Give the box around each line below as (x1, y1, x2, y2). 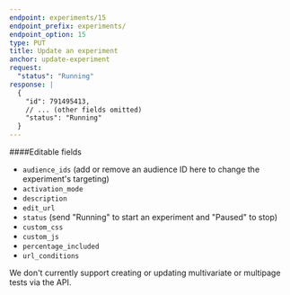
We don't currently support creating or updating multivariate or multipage (9, 267, 281, 278)
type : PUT (9, 38, 47, 48)
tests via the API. (9, 277, 72, 288)
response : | (9, 80, 54, 89)
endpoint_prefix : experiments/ (9, 22, 127, 31)
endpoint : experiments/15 (9, 13, 106, 22)
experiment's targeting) (22, 174, 110, 184)
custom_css (22, 223, 64, 232)
